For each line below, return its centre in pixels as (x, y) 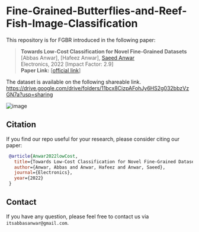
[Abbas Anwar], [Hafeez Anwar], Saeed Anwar (78, 58)
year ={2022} (29, 178)
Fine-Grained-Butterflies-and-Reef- (97, 11)
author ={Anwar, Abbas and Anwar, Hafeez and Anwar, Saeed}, (90, 167)
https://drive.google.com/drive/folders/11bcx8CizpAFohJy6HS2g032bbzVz (98, 88)
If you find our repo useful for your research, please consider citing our (93, 139)
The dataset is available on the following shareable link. (74, 82)
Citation (21, 125)
